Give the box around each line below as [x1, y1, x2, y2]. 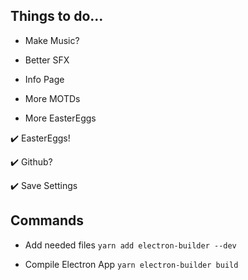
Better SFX [24, 54, 70, 66]
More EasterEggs [24, 112, 97, 124]
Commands [10, 212, 85, 229]
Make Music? [24, 34, 80, 46]
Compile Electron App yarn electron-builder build [24, 258, 239, 270]
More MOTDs [24, 92, 81, 104]
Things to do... [10, 8, 104, 25]
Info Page [24, 73, 65, 85]
